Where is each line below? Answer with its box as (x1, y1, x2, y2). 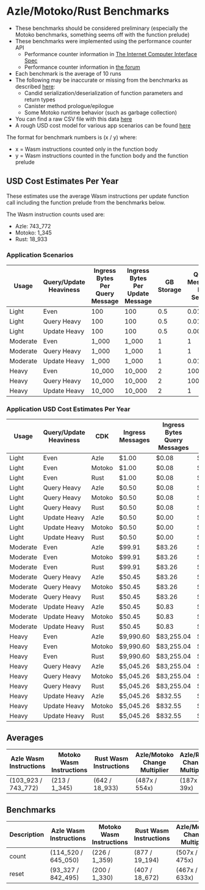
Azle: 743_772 (15, 222, 51, 230)
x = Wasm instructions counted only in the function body (15, 145, 158, 153)
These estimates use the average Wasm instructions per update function (6, 192, 189, 200)
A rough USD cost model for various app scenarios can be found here (15, 121, 191, 129)
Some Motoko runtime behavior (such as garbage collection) (24, 109, 178, 116)
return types (24, 96, 56, 103)
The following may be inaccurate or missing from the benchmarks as (15, 76, 188, 84)
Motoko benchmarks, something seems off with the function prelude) (15, 31, 190, 38)
